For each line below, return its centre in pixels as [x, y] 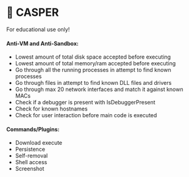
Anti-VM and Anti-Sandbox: [43, 43]
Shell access [31, 162]
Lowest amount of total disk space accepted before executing [93, 57]
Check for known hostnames [51, 109]
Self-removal [31, 156]
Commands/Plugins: [33, 129]
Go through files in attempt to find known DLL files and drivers [93, 83]
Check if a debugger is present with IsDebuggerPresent [85, 103]
